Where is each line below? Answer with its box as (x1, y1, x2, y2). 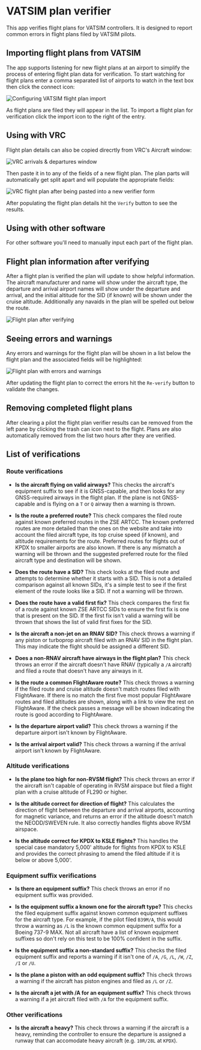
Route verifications (6, 468, 63, 476)
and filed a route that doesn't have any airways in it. (14, 667, 143, 675)
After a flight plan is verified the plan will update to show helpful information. (6, 273, 195, 280)
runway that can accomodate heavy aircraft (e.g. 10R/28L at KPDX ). (14, 1037, 178, 1045)
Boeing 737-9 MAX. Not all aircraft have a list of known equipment (14, 928, 179, 936)
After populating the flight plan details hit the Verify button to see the (6, 199, 178, 206)
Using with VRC (6, 131, 66, 141)
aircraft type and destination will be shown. (14, 557, 122, 564)
